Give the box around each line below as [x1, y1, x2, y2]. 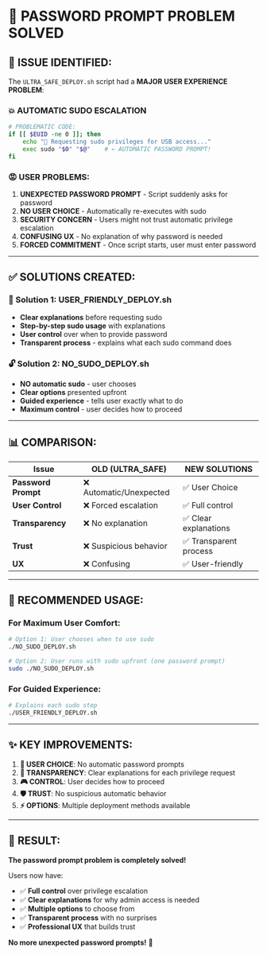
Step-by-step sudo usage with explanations [19, 321, 166, 331]
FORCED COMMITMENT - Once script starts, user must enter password [19, 240, 257, 249]
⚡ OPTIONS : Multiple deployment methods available [19, 800, 191, 810]
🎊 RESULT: [8, 834, 61, 848]
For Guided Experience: [8, 683, 102, 694]
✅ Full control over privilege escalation [19, 886, 149, 895]
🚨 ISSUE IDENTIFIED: [8, 56, 113, 69]
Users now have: [8, 870, 64, 880]
